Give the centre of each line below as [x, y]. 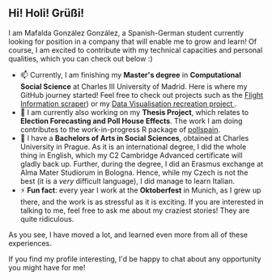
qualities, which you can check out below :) [81, 58]
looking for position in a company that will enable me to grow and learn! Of [133, 41]
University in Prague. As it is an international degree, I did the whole [133, 146]
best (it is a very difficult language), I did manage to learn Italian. [127, 180]
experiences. [30, 243]
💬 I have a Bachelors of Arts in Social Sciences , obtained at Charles [134, 138]
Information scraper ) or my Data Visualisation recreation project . [128, 104]
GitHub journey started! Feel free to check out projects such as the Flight [142, 95]
